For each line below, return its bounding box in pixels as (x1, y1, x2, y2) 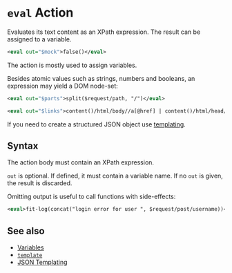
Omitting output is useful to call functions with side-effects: (7, 192, 176, 201)
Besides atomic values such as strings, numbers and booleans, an (7, 74, 195, 82)
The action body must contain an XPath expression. (7, 158, 154, 167)
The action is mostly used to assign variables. (7, 61, 137, 69)
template (17, 252, 43, 259)
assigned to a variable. (7, 35, 72, 43)
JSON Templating (17, 258, 68, 267)
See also (7, 225, 45, 236)
